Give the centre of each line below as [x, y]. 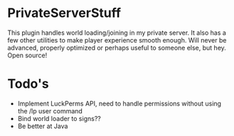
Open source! [27, 55]
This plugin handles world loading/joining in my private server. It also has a [117, 33]
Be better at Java [43, 126]
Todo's [28, 84]
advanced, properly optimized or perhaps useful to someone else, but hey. [117, 47]
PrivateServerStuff [64, 13]
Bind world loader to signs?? [59, 118]
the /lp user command [50, 110]
